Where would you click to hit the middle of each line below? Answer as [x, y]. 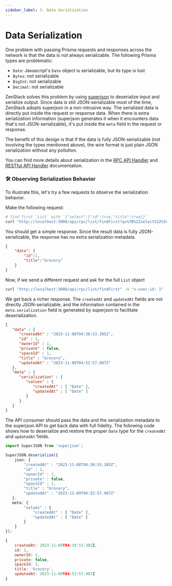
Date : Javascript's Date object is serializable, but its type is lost [79, 70]
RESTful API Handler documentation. [44, 165]
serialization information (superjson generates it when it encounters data [82, 118]
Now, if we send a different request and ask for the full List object [75, 280]
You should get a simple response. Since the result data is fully [72, 232]
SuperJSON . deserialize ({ [32, 455]
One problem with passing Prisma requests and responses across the [79, 50]
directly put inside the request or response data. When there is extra [77, 113]
